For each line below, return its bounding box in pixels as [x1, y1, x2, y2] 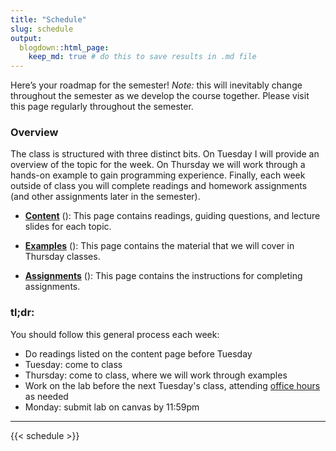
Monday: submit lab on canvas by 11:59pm [24, 401, 200, 413]
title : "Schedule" [10, 14, 87, 25]
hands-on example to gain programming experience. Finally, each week [10, 169, 306, 181]
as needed [24, 390, 69, 402]
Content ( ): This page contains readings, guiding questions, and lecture [24, 210, 321, 222]
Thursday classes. [24, 251, 101, 263]
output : [10, 33, 43, 43]
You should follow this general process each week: [10, 328, 220, 340]
